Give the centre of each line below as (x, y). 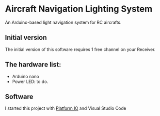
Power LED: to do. (30, 82)
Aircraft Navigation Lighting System (79, 9)
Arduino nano (26, 76)
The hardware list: (33, 65)
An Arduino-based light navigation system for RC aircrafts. (63, 22)
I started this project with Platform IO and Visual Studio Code (66, 108)
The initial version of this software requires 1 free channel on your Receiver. (80, 49)
